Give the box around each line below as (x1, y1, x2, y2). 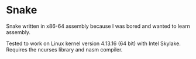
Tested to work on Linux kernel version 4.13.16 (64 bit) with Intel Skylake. (6, 40, 181, 47)
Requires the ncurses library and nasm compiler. (6, 46, 123, 53)
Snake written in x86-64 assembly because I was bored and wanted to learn (6, 23, 190, 30)
